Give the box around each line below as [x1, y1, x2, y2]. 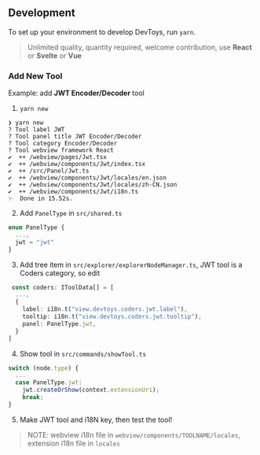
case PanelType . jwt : [15, 379, 82, 387]
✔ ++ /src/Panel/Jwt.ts [8, 167, 90, 176]
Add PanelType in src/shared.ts [19, 209, 123, 218]
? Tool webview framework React [8, 146, 114, 154]
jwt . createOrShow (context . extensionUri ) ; [22, 386, 159, 394]
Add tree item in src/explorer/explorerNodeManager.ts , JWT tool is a [19, 260, 243, 269]
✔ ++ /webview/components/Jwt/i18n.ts [8, 188, 139, 196]
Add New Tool [8, 70, 63, 81]
